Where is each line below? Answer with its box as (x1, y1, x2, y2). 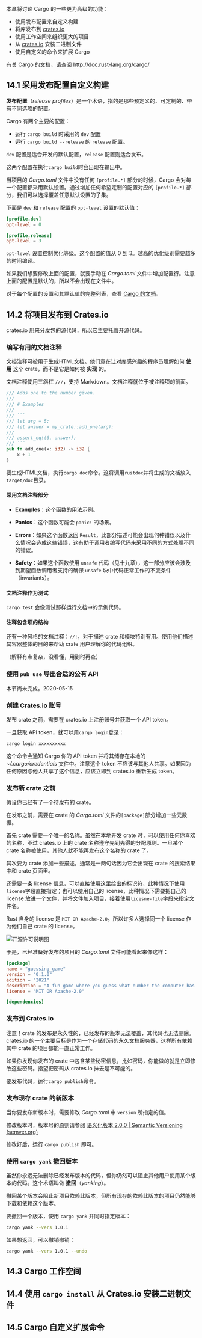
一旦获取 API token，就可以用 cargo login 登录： (6, 729, 124, 735)
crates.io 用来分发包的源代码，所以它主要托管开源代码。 (6, 327, 145, 334)
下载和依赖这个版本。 (6, 1200, 59, 1207)
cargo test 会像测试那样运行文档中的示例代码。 (6, 604, 124, 611)
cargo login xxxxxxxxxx (6, 741, 66, 747)
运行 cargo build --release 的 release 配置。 (14, 138, 129, 145)
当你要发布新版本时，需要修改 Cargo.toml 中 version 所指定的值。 (6, 1108, 170, 1116)
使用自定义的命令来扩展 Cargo (14, 48, 90, 55)
